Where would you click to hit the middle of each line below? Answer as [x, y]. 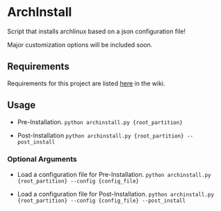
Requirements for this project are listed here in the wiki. [86, 83]
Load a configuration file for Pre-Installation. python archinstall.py [114, 174]
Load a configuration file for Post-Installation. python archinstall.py [115, 194]
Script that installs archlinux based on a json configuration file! [97, 31]
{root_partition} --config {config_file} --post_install [101, 201]
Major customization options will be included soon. [80, 44]
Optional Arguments [42, 159]
